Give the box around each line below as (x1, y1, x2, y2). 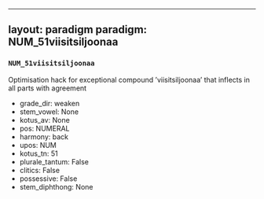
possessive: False (19, 174, 78, 183)
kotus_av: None (19, 115, 71, 124)
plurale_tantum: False (19, 157, 89, 166)
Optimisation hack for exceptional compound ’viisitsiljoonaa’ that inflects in (8, 75, 250, 84)
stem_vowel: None (19, 107, 79, 116)
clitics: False (19, 165, 60, 175)
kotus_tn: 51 (19, 149, 59, 158)
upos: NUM (19, 140, 57, 149)
